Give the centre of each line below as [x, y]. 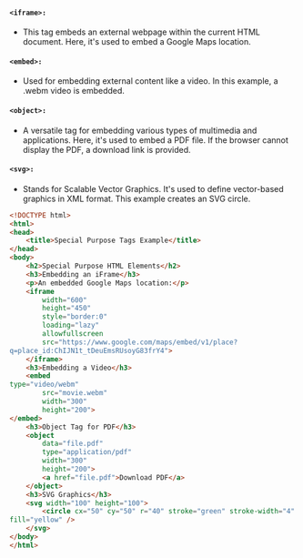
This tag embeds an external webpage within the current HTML [141, 32]
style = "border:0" [75, 317]
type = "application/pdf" [87, 452]
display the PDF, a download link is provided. [106, 149]
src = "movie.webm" [75, 393]
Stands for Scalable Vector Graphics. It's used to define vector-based [153, 188]
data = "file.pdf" [73, 444]
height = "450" [67, 309]
